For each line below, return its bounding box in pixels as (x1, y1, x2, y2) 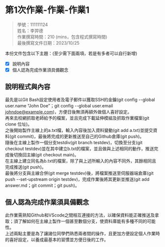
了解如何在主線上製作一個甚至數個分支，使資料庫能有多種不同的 (18, 218, 147, 224)
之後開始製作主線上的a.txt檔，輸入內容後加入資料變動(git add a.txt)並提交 (5, 127, 153, 133)
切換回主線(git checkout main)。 (13, 151, 79, 157)
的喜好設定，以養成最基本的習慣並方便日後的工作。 (5, 236, 109, 243)
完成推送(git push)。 (5, 164, 47, 170)
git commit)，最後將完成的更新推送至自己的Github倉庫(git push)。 (11, 133, 144, 139)
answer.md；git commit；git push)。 (5, 182, 80, 188)
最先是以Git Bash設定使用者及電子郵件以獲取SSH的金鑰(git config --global (5, 97, 155, 102)
